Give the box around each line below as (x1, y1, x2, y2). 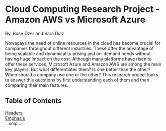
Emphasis (5, 115, 25, 121)
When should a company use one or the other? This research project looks (5, 71, 158, 77)
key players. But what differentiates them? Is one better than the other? (5, 66, 151, 72)
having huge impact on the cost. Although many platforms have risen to (5, 56, 152, 62)
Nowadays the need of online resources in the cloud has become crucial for (5, 40, 161, 46)
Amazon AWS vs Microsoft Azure (5, 14, 146, 25)
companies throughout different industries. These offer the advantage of (5, 45, 154, 51)
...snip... (5, 120, 21, 126)
